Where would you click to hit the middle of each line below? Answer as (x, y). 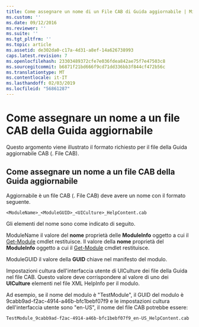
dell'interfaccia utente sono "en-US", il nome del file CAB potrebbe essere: (97, 307)
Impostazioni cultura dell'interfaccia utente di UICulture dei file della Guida (97, 271)
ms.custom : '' (24, 17)
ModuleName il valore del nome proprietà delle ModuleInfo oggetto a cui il (97, 235)
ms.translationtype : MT (36, 72)
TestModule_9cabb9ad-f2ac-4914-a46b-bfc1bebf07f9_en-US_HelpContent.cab (98, 318)
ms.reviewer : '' (26, 28)
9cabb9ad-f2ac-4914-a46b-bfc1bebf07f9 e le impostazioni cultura (88, 301)
